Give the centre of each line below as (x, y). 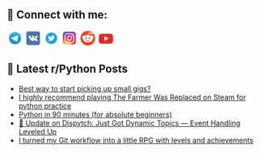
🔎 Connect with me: (57, 15)
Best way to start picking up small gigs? (85, 88)
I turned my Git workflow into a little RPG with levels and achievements (136, 140)
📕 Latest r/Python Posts (68, 69)
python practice (45, 105)
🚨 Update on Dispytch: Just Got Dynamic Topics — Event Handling (129, 123)
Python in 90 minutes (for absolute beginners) (95, 114)
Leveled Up (38, 131)
